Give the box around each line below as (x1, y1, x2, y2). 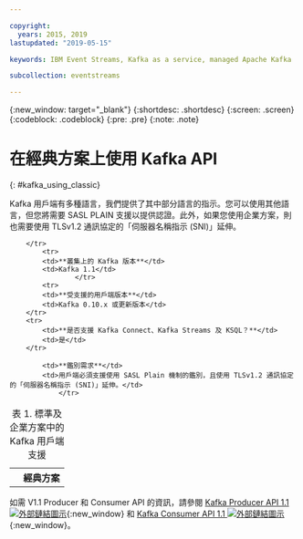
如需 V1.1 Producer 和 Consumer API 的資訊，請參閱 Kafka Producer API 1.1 (9, 497, 289, 508)
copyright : (9, 21, 51, 30)
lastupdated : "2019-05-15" (9, 38, 112, 47)
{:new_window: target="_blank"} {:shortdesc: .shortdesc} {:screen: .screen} (9, 104, 295, 115)
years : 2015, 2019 (17, 29, 89, 39)
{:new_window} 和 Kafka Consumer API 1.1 (67, 508, 225, 520)
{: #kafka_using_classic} (9, 180, 100, 191)
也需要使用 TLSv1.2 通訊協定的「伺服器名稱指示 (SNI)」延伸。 (9, 221, 242, 233)
